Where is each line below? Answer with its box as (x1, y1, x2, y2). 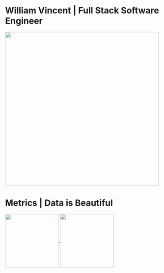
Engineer (5, 15, 43, 27)
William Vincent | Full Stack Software (5, 5, 160, 16)
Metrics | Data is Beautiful (5, 197, 113, 209)
